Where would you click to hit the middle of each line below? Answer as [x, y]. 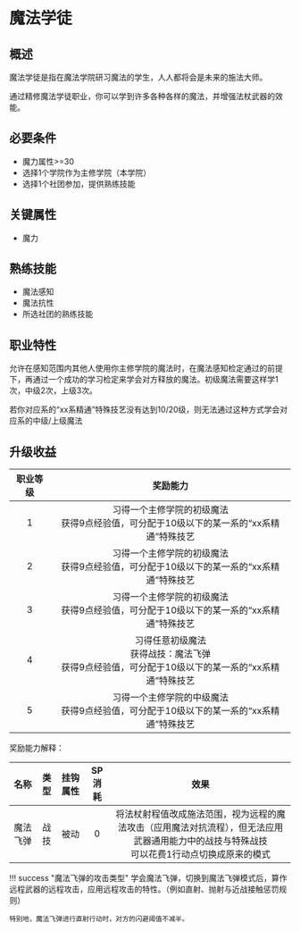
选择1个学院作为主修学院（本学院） [87, 172]
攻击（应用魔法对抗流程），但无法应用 [205, 827]
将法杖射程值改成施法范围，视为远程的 [196, 814]
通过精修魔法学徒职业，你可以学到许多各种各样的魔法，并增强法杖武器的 [142, 96]
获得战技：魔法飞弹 [171, 654]
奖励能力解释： [37, 748]
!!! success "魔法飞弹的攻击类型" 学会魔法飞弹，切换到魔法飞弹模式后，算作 [148, 878]
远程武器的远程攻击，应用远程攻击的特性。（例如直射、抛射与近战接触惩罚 [144, 889]
